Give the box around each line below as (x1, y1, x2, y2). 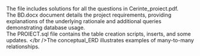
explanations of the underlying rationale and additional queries (6, 18, 161, 24)
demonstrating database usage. (6, 24, 86, 31)
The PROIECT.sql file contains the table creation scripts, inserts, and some (6, 30, 191, 38)
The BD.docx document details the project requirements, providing (6, 11, 172, 18)
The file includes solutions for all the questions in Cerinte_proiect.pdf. (6, 5, 179, 12)
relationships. (6, 43, 40, 50)
